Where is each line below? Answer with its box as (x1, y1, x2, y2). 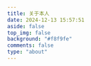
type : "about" (7, 49, 48, 56)
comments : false (7, 42, 54, 49)
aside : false (7, 23, 45, 30)
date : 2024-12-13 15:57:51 (7, 16, 85, 23)
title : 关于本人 (7, 10, 50, 17)
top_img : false (7, 29, 51, 36)
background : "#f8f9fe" (7, 36, 72, 43)
